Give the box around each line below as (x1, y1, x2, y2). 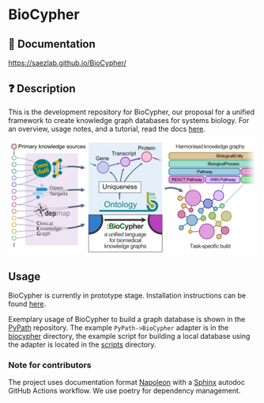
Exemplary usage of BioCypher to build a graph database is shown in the (8, 314, 246, 324)
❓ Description (8, 82, 77, 96)
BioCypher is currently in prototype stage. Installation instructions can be (8, 290, 247, 300)
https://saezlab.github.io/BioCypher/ (8, 58, 126, 67)
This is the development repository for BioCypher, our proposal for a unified (8, 107, 255, 117)
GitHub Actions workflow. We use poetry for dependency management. (8, 386, 241, 396)
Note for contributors (8, 359, 92, 370)
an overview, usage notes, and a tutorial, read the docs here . (8, 124, 206, 133)
